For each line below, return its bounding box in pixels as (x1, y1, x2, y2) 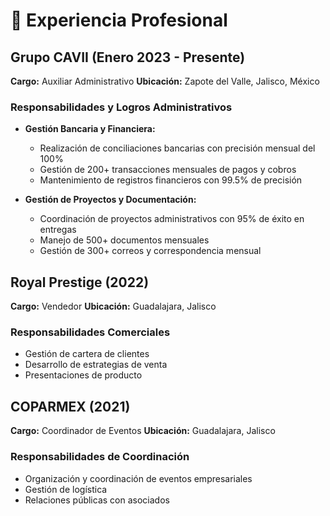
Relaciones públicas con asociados (24, 494, 170, 506)
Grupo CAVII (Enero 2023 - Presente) (10, 49, 246, 66)
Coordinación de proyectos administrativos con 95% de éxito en (39, 213, 305, 225)
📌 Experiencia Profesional (10, 9, 228, 32)
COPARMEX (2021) (10, 398, 131, 415)
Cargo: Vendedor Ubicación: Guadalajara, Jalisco (10, 300, 217, 313)
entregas (39, 224, 77, 236)
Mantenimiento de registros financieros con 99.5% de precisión (39, 174, 303, 186)
